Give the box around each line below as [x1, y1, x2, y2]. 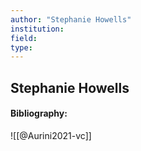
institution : [10, 24, 65, 34]
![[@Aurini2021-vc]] [10, 129, 92, 141]
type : [10, 42, 33, 53]
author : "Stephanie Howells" [10, 14, 132, 25]
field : [10, 33, 38, 43]
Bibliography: [10, 107, 68, 120]
